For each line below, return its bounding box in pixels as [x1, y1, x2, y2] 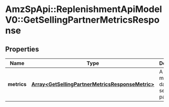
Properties [5, 45, 39, 53]
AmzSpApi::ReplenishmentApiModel [5, 4, 162, 15]
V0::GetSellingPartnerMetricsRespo [5, 14, 160, 26]
